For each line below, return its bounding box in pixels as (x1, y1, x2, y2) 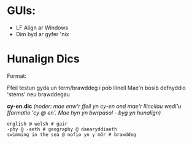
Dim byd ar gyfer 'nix (15, 30, 69, 37)
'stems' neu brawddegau (7, 90, 70, 98)
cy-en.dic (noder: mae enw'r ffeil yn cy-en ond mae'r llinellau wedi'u (7, 102, 182, 110)
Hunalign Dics (7, 52, 80, 66)
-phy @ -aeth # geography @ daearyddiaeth (7, 126, 117, 132)
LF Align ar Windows (15, 24, 69, 31)
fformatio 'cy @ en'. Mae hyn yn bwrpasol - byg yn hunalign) (7, 108, 161, 116)
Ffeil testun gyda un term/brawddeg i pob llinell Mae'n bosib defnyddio (7, 84, 186, 91)
